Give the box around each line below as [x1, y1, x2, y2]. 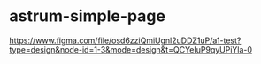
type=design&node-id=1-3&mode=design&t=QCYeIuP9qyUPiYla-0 [9, 44, 253, 54]
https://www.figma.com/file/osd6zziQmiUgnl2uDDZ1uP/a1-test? [9, 35, 242, 46]
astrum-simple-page [9, 6, 166, 26]
